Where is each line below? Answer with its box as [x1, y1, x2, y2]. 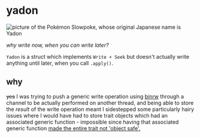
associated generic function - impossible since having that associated [6, 118, 179, 125]
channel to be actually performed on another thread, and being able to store [6, 99, 194, 106]
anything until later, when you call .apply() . [6, 59, 114, 67]
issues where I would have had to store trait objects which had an [6, 112, 168, 119]
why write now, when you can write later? [6, 41, 109, 49]
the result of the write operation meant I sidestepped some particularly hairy [6, 106, 195, 113]
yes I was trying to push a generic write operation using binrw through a [6, 92, 184, 100]
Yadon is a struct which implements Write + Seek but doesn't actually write [6, 53, 190, 60]
